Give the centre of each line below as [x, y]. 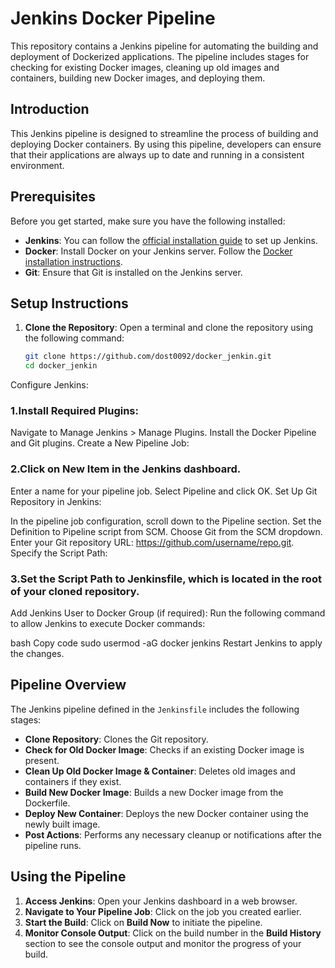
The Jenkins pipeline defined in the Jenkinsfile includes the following [155, 709]
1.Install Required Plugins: [74, 411]
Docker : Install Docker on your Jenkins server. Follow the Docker [158, 251]
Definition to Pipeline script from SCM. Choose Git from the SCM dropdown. [166, 531]
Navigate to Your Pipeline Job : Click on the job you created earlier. [163, 911]
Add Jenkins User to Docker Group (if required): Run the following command [168, 613]
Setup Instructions [69, 303]
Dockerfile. [47, 803]
